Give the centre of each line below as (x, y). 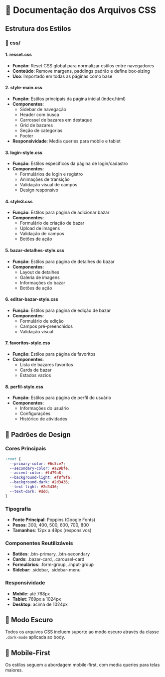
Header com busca (39, 115)
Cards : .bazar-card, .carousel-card (48, 559)
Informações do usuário (44, 408)
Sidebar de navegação (43, 109)
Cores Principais (26, 449)
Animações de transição (45, 179)
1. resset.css (19, 55)
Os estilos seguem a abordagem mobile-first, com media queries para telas (82, 665)
